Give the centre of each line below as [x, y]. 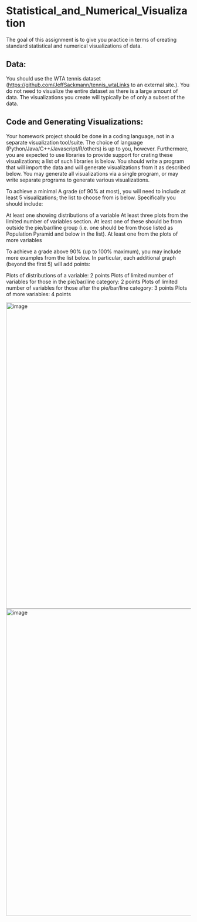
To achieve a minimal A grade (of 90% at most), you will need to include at [96, 191]
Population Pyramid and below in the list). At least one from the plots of [92, 234]
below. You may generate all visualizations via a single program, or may [92, 173]
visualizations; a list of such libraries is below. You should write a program [95, 161]
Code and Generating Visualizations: [75, 122]
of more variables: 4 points [39, 294]
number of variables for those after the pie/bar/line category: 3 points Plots [97, 288]
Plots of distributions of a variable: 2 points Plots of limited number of [90, 275]
